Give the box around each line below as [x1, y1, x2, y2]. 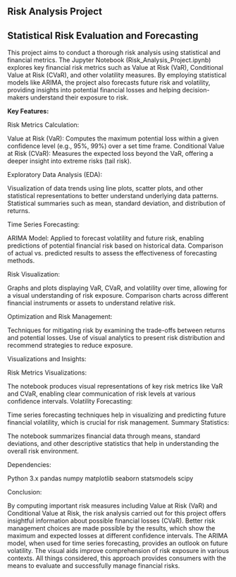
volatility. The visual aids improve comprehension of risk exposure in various [7, 547, 230, 555]
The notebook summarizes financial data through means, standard [7, 432, 201, 440]
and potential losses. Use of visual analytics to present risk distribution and [7, 334, 225, 342]
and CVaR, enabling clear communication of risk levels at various [7, 389, 196, 398]
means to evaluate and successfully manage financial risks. [7, 561, 180, 570]
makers [7, 93, 30, 102]
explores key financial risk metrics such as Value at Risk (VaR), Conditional [7, 63, 224, 72]
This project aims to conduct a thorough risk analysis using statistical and [7, 49, 221, 57]
